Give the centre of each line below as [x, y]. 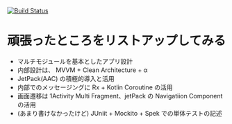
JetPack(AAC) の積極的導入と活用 [66, 78]
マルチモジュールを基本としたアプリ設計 [75, 61]
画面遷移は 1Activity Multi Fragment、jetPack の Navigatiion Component [120, 96]
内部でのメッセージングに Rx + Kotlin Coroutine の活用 [95, 87]
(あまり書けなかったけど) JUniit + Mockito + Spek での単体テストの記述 [119, 113]
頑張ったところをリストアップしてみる [117, 41]
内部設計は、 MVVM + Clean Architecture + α [82, 70]
